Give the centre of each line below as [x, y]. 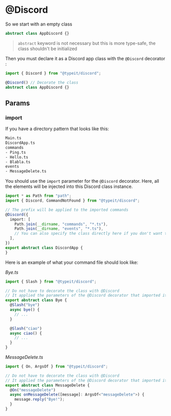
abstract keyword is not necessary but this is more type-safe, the [87, 43]
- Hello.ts [17, 157]
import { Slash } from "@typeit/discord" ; [51, 282]
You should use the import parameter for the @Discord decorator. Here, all [82, 181]
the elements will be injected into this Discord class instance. [69, 187]
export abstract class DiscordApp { [44, 248]
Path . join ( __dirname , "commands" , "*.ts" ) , [61, 224]
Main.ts [13, 138]
